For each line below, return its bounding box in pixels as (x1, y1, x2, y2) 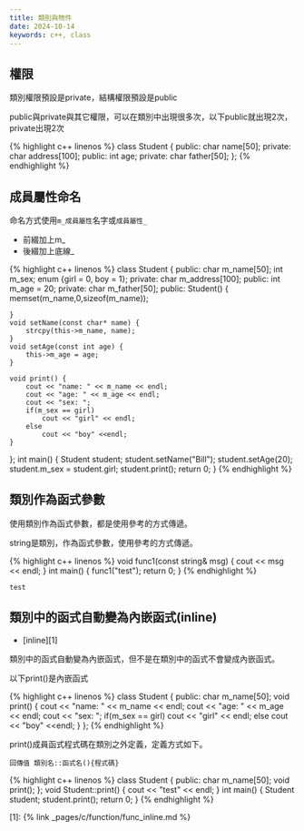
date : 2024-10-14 (9, 22, 75, 31)
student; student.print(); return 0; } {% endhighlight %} (9, 794, 215, 805)
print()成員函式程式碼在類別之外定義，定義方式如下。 (9, 738, 208, 749)
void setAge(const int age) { (9, 342, 124, 351)
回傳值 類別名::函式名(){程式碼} (9, 758, 120, 767)
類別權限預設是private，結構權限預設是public (9, 92, 178, 103)
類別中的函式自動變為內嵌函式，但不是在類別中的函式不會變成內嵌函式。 (9, 653, 279, 664)
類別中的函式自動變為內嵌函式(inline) (9, 610, 218, 625)
